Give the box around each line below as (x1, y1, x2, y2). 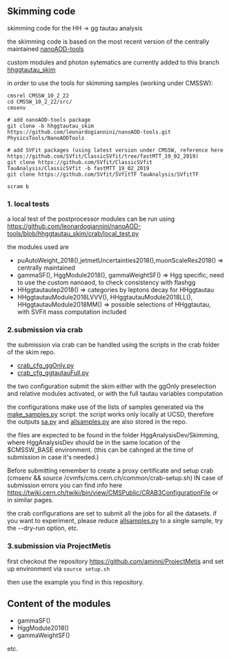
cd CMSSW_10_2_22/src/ (7, 98, 72, 105)
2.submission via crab (7, 325, 83, 335)
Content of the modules (7, 598, 112, 610)
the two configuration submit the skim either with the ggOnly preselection (7, 382, 217, 390)
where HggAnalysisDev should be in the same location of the (7, 439, 181, 447)
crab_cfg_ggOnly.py (17, 361, 74, 369)
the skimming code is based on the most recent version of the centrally (7, 37, 210, 46)
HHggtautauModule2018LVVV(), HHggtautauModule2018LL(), (17, 293, 193, 302)
